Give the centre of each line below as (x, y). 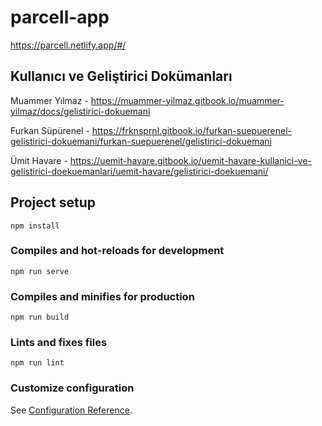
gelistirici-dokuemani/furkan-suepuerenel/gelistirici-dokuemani (141, 141)
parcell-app (60, 17)
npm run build (40, 317)
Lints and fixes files (59, 343)
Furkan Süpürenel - (50, 130)
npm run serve (40, 271)
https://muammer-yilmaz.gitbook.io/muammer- (187, 100)
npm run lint (37, 363)
